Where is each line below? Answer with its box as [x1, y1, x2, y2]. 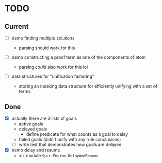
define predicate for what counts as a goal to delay [26, 131, 128, 137]
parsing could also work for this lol [18, 64, 88, 70]
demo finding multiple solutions [11, 35, 75, 41]
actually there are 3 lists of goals [11, 115, 77, 121]
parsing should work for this [18, 45, 75, 51]
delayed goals [18, 126, 47, 132]
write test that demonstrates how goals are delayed [18, 142, 122, 147]
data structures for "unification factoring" [11, 73, 95, 79]
